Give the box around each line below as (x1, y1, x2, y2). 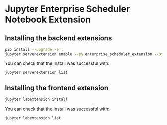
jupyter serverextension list (5, 70, 68, 75)
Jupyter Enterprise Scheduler (5, 3, 130, 15)
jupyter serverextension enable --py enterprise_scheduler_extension (5, 51, 153, 57)
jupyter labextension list (5, 116, 61, 121)
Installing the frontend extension (5, 84, 109, 92)
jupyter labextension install (5, 97, 68, 102)
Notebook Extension (5, 14, 91, 25)
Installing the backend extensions (5, 34, 112, 42)
